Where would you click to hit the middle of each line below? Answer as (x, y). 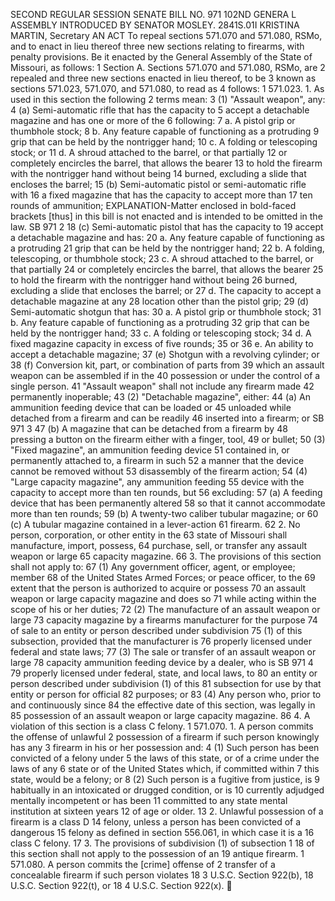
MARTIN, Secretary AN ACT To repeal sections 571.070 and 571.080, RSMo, (166, 35)
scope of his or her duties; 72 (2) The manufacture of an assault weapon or (165, 609)
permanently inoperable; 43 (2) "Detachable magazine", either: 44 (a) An (160, 397)
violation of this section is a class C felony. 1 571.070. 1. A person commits (162, 726)
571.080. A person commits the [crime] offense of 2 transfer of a (143, 864)
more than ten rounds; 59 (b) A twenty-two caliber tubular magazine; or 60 (164, 513)
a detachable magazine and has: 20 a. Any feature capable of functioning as (167, 237)
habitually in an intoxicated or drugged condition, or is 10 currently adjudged (167, 790)
